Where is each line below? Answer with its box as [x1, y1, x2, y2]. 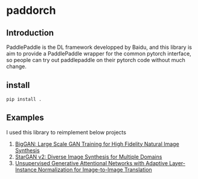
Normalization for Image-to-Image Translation [38, 166, 152, 173]
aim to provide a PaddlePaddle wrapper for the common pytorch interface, [6, 50, 191, 57]
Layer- [168, 159, 186, 166]
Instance [14, 166, 37, 173]
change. [6, 63, 27, 70]
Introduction [6, 28, 54, 38]
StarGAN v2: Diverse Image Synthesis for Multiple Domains [14, 153, 162, 160]
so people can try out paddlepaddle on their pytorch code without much [6, 57, 186, 63]
